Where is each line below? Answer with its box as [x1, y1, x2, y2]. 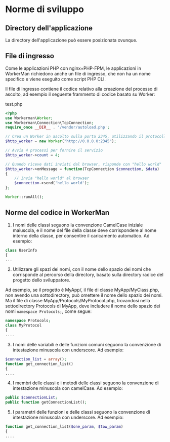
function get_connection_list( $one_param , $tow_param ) [5, 424, 123, 429]
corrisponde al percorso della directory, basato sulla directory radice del [12, 272, 163, 278]
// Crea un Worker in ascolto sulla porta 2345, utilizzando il [5, 134, 144, 139]
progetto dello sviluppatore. [12, 277, 71, 283]
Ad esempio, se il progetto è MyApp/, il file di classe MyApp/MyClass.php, [5, 287, 159, 293]
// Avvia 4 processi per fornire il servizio [5, 148, 103, 153]
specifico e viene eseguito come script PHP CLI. [5, 76, 106, 82]
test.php [5, 101, 23, 107]
